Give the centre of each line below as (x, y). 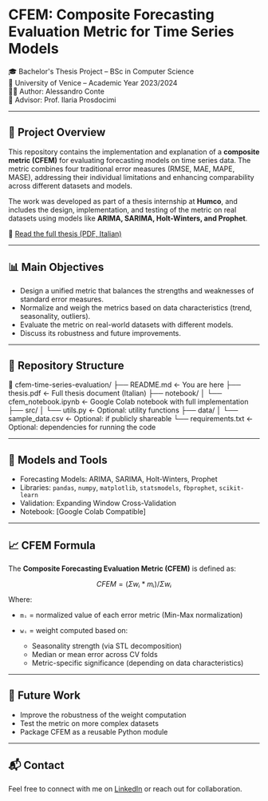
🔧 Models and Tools (58, 460)
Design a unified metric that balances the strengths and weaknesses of (137, 290)
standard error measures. (61, 299)
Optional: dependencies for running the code (82, 427)
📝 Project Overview (57, 132)
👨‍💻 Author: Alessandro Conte (57, 91)
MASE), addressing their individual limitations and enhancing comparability (131, 177)
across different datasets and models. (71, 185)
